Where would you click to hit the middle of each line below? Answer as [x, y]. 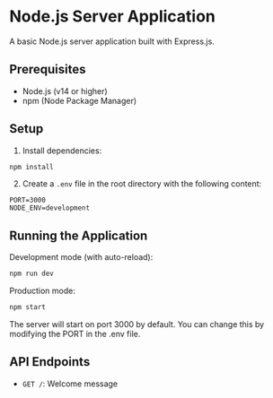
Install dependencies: [62, 151]
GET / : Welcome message [70, 384]
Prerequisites [48, 69]
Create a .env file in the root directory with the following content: [142, 184]
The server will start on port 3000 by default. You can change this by [137, 324]
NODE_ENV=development [50, 208]
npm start [28, 307]
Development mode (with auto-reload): [81, 257]
